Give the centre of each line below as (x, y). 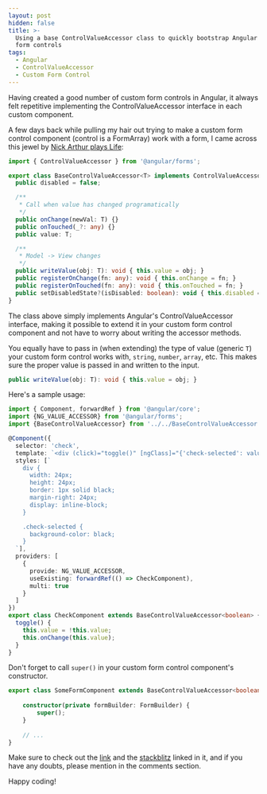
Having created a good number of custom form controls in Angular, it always (133, 97)
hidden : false (32, 23)
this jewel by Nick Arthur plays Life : (66, 146)
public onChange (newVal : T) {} (67, 220)
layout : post (30, 16)
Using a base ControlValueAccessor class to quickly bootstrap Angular (137, 38)
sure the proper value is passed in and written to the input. (104, 365)
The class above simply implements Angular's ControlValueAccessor (121, 316)
